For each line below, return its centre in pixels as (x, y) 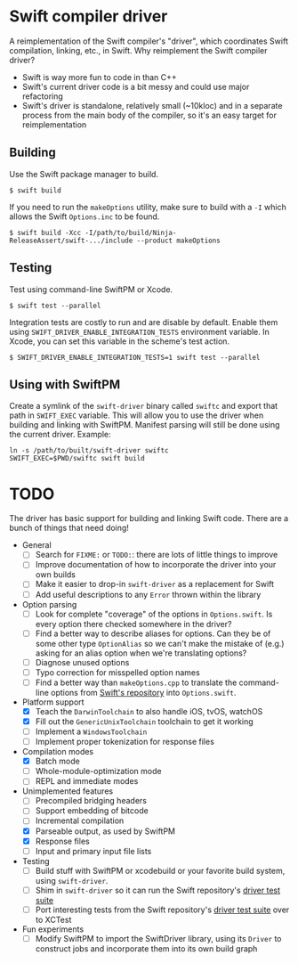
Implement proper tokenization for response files (125, 742)
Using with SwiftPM (65, 384)
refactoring (43, 96)
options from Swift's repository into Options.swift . (143, 692)
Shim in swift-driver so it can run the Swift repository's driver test (158, 890)
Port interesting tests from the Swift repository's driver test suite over (162, 910)
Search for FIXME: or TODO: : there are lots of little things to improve (157, 555)
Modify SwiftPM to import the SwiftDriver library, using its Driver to (158, 938)
